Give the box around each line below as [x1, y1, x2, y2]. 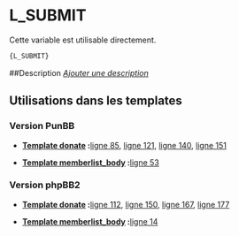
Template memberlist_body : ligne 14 [21, 216, 158, 226]
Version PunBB [9, 120, 75, 133]
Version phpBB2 [9, 179, 81, 191]
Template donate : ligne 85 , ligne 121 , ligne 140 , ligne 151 [21, 140, 227, 150]
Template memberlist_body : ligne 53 [21, 156, 159, 168]
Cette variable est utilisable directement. [9, 34, 157, 45]
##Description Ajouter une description [9, 67, 149, 78]
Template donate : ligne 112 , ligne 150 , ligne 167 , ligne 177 [21, 199, 230, 209]
